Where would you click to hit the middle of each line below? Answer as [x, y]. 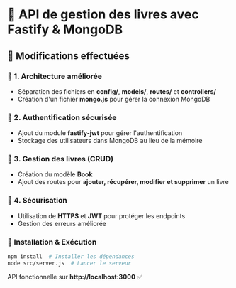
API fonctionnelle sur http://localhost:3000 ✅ [75, 277]
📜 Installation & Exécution [52, 242]
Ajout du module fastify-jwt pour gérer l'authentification [100, 133]
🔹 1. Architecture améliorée [55, 76]
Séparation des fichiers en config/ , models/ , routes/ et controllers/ [117, 91]
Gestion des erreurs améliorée [62, 223]
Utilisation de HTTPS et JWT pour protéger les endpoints [101, 215]
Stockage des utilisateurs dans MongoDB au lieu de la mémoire [110, 141]
